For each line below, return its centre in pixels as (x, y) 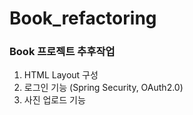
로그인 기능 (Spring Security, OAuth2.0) (103, 88)
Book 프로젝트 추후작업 (62, 52)
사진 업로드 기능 (54, 100)
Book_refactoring (83, 18)
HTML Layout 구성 (61, 75)
